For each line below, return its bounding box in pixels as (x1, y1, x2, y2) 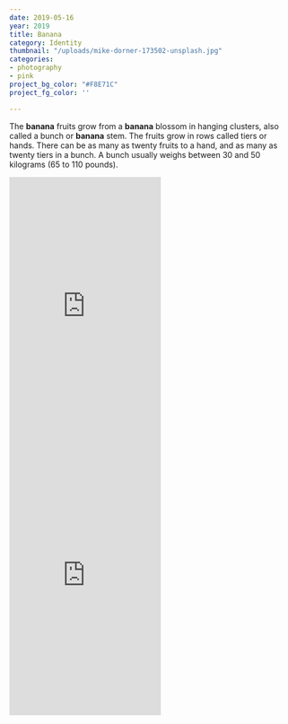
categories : (9, 55, 54, 64)
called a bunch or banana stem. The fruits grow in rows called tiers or (9, 130, 267, 141)
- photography (9, 64, 63, 73)
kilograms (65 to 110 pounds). (9, 159, 118, 170)
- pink (9, 72, 34, 81)
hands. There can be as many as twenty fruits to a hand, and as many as (9, 140, 278, 151)
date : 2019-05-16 (9, 13, 74, 22)
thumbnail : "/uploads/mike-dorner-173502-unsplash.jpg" (9, 47, 223, 56)
